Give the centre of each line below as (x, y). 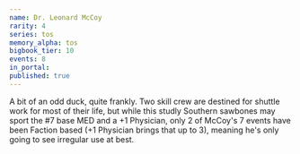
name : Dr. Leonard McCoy (56, 17)
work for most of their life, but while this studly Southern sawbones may (142, 111)
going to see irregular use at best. (72, 139)
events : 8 (28, 59)
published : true (40, 76)
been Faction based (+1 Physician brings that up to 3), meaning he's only (144, 130)
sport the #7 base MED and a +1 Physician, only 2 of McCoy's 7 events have (150, 120)
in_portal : (30, 68)
